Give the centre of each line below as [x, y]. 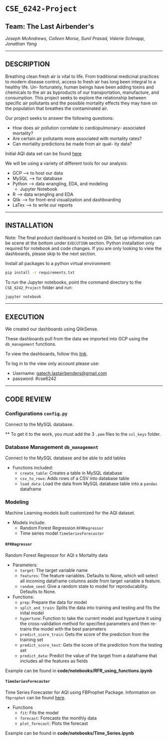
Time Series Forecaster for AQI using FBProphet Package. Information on [80, 692]
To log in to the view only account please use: [52, 363]
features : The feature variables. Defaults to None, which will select [89, 575]
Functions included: [33, 468]
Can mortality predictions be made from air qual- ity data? [72, 144]
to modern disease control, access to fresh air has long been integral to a [80, 81]
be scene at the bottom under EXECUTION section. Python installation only [80, 243]
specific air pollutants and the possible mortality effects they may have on [81, 103]
